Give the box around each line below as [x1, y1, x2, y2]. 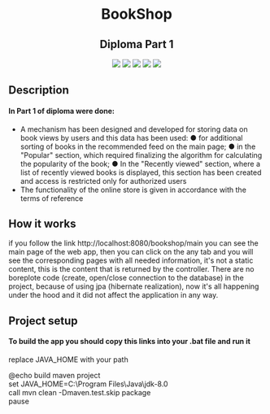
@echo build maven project [8, 371, 101, 380]
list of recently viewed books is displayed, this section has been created [20, 168, 262, 177]
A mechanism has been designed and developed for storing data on [20, 124, 248, 134]
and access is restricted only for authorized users [20, 176, 187, 185]
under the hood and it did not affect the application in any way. [8, 290, 219, 300]
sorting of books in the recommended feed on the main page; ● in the [20, 142, 256, 151]
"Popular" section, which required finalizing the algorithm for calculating [20, 150, 263, 159]
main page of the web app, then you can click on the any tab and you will [8, 247, 254, 257]
